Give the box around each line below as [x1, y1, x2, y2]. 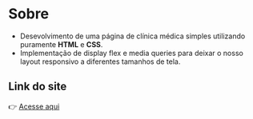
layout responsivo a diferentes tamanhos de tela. [19, 57, 181, 66]
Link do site [8, 80, 67, 93]
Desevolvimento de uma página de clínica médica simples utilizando [19, 31, 246, 41]
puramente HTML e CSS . [19, 39, 103, 49]
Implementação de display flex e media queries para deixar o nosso [19, 48, 244, 58]
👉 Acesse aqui [8, 101, 60, 111]
